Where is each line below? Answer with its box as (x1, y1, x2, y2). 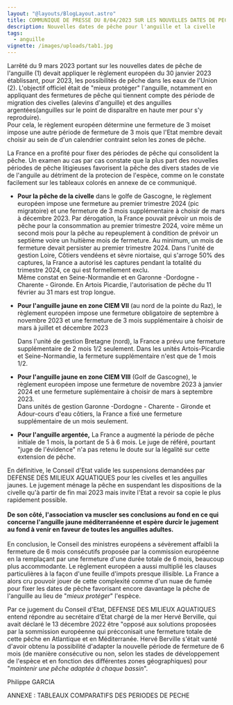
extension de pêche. (17, 453, 76, 461)
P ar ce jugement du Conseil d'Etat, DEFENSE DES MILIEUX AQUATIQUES (7, 606, 216, 613)
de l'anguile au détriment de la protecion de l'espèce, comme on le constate (7, 171, 225, 179)
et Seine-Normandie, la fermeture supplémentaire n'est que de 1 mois (17, 352, 216, 360)
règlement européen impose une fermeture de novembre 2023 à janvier (17, 380, 223, 388)
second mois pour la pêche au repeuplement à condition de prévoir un (17, 229, 218, 237)
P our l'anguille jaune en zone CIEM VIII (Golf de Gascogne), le (17, 373, 198, 381)
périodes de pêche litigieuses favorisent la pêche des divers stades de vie (7, 164, 220, 172)
